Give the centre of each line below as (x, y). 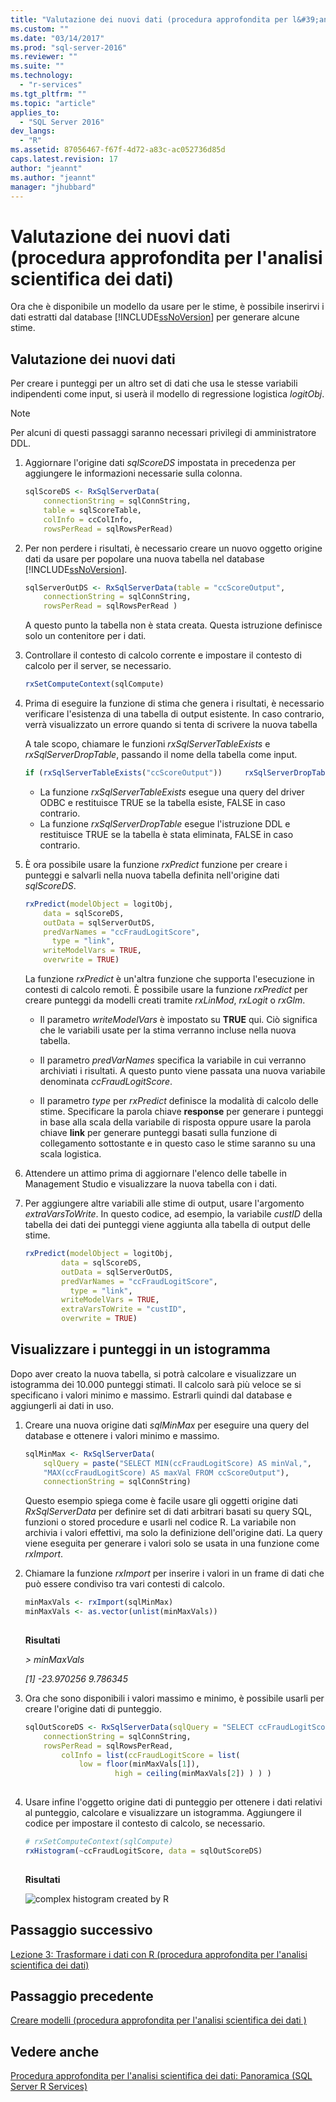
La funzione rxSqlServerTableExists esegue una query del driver (172, 792)
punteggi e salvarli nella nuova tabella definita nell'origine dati (152, 875)
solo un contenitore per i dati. (85, 636)
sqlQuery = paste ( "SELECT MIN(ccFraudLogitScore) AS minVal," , (178, 1463)
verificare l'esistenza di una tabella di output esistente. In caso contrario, (174, 714)
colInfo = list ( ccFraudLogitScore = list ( (151, 1755)
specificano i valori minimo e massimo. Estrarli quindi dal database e (151, 1395)
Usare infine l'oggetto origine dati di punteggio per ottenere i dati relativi (173, 1802)
